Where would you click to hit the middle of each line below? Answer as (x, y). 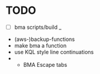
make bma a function (40, 45)
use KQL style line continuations (54, 52)
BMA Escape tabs (45, 65)
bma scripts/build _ (38, 27)
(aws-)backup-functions (45, 39)
